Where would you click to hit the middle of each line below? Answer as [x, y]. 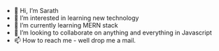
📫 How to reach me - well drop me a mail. [75, 40]
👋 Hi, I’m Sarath [36, 11]
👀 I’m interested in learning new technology [76, 18]
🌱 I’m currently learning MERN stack [66, 25]
